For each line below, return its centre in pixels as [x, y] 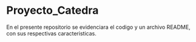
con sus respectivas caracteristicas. [52, 33]
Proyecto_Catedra [52, 10]
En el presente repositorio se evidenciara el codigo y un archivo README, [98, 27]
